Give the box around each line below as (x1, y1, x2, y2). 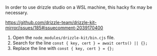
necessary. (5, 10, 29, 16)
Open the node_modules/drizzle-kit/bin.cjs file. (12, 35, 115, 40)
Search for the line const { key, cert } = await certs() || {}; (12, 40, 148, 46)
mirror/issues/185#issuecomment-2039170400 (5, 25, 103, 31)
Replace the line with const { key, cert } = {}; (12, 45, 114, 51)
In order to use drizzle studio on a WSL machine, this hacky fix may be (5, 5, 152, 10)
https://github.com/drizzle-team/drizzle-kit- (5, 20, 97, 25)
